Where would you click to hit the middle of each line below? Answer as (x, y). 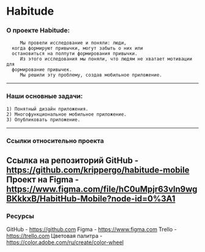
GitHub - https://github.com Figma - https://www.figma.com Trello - (92, 229)
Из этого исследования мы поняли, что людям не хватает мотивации (106, 59)
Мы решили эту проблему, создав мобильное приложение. (91, 75)
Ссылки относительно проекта (55, 141)
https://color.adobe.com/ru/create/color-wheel (65, 242)
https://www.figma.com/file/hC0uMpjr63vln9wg (102, 189)
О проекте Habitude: (38, 31)
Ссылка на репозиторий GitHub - (73, 161)
